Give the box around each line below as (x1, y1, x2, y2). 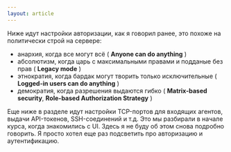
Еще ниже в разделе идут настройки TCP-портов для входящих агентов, (7, 107, 223, 115)
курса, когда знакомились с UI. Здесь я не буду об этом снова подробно (7, 122, 225, 130)
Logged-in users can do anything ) (17, 79, 120, 87)
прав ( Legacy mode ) (17, 64, 82, 73)
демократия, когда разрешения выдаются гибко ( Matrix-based (17, 86, 207, 95)
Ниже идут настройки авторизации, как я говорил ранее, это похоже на (7, 29, 221, 37)
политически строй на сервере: (7, 36, 102, 45)
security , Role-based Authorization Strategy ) (17, 94, 153, 102)
